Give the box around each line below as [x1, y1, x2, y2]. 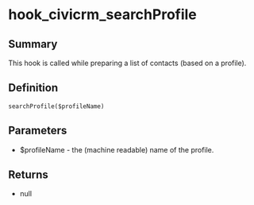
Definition [8, 81, 58, 95]
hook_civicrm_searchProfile [8, 6, 197, 24]
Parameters [8, 124, 67, 137]
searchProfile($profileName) [8, 102, 105, 110]
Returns [8, 168, 49, 182]
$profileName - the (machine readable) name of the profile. [19, 145, 214, 154]
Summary [8, 37, 58, 51]
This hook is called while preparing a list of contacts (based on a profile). [8, 58, 247, 68]
